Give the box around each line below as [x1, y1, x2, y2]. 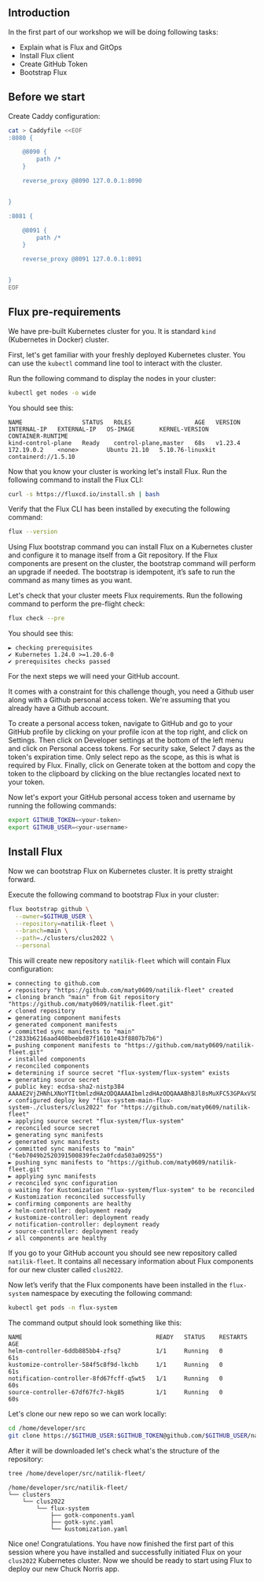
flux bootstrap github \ [8, 905, 90, 913]
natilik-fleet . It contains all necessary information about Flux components [8, 1257, 254, 1266]
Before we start [8, 91, 86, 104]
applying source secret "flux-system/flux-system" [15, 1117, 185, 1125]
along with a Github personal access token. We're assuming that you [8, 695, 230, 705]
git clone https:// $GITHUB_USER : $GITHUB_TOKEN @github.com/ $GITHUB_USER [8, 1431, 247, 1439]
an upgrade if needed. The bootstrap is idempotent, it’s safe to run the [8, 567, 236, 577]
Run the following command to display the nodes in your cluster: [8, 373, 217, 383]
